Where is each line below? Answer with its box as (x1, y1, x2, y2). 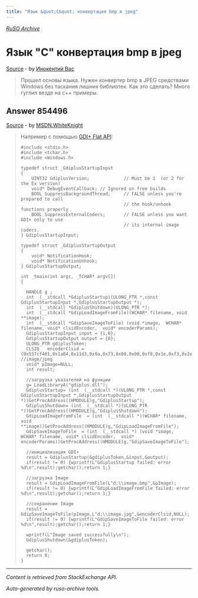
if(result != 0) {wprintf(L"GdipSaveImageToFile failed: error (26, 517, 184, 522)
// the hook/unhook (123, 201, 171, 207)
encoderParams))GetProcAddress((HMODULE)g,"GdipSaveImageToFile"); (20, 439, 190, 445)
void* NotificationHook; (31, 253, 93, 259)
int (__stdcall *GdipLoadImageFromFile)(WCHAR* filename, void (26, 310, 187, 316)
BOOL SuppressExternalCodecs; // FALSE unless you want (31, 212, 187, 218)
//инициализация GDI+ (26, 449, 80, 455)
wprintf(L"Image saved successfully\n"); (26, 532, 130, 538)
